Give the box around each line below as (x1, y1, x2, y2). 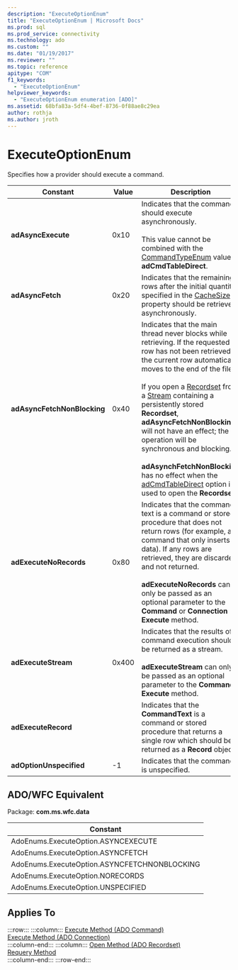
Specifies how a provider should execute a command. (7, 170, 164, 178)
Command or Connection (141, 606, 228, 616)
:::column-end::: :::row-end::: (7, 956, 91, 964)
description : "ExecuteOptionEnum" (7, 10, 110, 18)
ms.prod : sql (7, 23, 46, 31)
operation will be (141, 434, 197, 444)
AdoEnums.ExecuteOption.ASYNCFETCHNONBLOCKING (11, 859, 200, 869)
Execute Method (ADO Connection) (7, 933, 110, 942)
